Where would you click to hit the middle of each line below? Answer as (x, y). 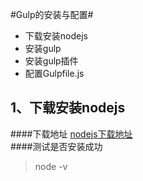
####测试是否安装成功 (56, 146)
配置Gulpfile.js (54, 73)
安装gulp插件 (51, 61)
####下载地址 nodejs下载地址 (71, 134)
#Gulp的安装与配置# (52, 14)
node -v (51, 166)
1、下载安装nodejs (68, 108)
